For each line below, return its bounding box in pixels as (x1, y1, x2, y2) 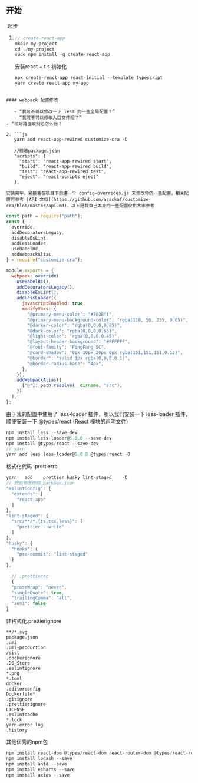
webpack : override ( (11, 273, 60, 279)
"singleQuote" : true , (11, 590, 65, 596)
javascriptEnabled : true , (21, 300, 85, 306)
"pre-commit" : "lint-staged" (16, 551, 88, 557)
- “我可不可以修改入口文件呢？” (14, 115, 82, 121)
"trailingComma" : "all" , (11, 595, 72, 601)
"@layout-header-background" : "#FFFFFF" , (27, 339, 131, 345)
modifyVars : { (21, 306, 57, 312)
